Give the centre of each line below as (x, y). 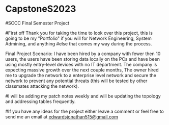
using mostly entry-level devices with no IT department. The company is (81, 64)
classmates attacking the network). (42, 86)
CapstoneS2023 (41, 9)
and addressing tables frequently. (40, 101)
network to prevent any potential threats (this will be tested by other (76, 81)
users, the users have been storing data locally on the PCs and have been (83, 59)
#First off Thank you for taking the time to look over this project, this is (79, 33)
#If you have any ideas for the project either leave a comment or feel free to (85, 111)
